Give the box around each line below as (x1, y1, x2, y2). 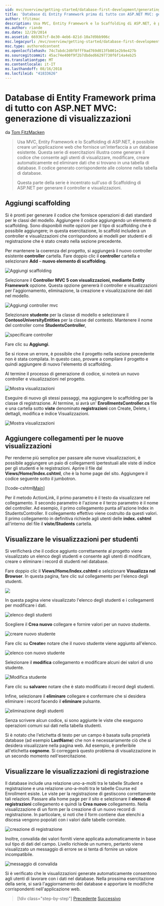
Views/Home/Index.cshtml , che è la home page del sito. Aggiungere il (5, 471, 148, 477)
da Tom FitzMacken (5, 129, 45, 135)
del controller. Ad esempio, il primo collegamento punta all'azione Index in (5, 505, 154, 511)
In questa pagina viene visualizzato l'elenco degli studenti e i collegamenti (5, 597, 154, 603)
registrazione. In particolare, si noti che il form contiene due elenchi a (5, 812, 144, 818)
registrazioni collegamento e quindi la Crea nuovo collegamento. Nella (5, 801, 148, 807)
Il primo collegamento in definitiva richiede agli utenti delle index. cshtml (5, 516, 152, 522)
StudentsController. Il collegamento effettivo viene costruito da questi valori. (5, 510, 158, 516)
